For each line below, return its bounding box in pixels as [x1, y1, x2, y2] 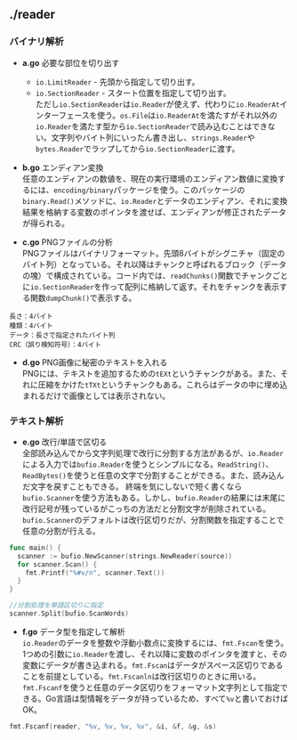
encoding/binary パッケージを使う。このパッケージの [52, 184, 245, 195]
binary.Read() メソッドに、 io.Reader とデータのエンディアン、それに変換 [21, 195, 288, 206]
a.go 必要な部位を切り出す [21, 57, 120, 68]
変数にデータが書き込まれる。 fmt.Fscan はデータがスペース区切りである [21, 659, 284, 671]
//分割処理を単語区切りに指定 [9, 601, 104, 610]
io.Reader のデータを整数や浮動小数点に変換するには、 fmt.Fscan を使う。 [21, 637, 289, 648]
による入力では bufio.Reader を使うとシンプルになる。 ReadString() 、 [21, 459, 274, 469]
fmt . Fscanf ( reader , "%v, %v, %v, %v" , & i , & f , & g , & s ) [9, 721, 217, 731]
